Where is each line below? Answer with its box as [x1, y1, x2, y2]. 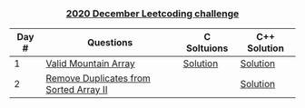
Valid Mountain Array [45, 57, 136, 70]
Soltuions [185, 42, 229, 54]
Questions [87, 36, 133, 49]
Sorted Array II [45, 83, 108, 96]
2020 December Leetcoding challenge [65, 7, 240, 20]
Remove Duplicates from [45, 72, 152, 84]
